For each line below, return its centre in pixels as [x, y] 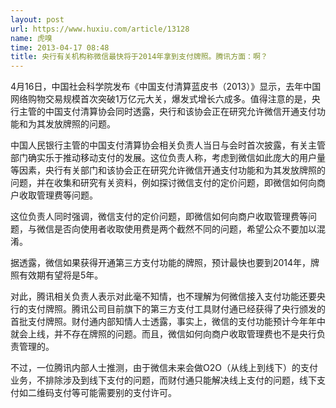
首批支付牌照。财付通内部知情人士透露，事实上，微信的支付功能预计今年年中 [168, 322]
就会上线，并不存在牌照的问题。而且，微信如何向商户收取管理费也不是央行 [163, 334]
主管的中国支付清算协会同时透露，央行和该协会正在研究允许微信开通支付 [167, 112]
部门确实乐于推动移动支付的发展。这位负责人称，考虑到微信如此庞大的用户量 [168, 158]
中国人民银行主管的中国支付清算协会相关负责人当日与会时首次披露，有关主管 [168, 145]
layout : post [37, 19]
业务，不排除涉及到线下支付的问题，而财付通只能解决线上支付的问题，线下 [163, 380]
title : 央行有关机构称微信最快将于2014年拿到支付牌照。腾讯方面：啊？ [139, 57]
